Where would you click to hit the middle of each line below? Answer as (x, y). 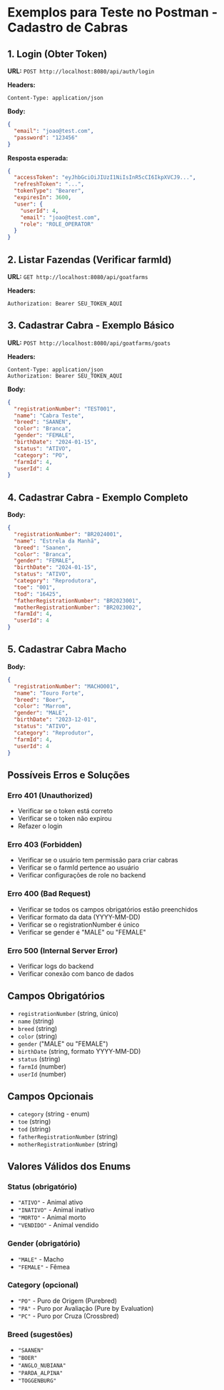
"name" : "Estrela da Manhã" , (57, 541)
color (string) (37, 1036)
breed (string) (37, 1028)
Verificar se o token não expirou (65, 819)
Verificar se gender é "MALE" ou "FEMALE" (82, 932)
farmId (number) (42, 1066)
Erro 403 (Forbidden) (45, 845)
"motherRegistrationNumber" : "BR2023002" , (78, 608)
